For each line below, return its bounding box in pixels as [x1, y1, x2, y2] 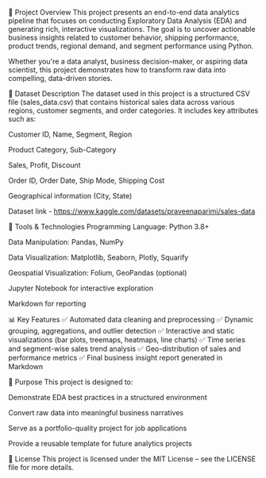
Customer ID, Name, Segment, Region [8, 129, 133, 139]
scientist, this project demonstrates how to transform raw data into [8, 65, 226, 75]
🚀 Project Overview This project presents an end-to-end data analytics [8, 8, 240, 17]
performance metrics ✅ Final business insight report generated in [8, 353, 223, 362]
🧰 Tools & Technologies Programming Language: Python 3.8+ [8, 222, 210, 231]
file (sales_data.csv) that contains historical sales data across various [8, 98, 235, 106]
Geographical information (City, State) [8, 191, 133, 200]
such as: [8, 114, 37, 123]
